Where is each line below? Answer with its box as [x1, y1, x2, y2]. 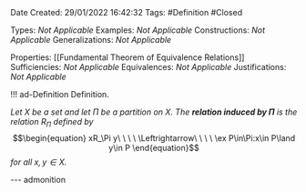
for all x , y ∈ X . [10, 157, 67, 167]
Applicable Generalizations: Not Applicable [10, 35, 172, 45]
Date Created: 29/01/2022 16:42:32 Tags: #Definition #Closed [10, 7, 243, 17]
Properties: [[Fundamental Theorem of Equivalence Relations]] [10, 52, 245, 63]
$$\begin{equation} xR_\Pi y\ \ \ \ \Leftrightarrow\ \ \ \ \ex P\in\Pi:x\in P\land [12, 132, 296, 143]
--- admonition [10, 174, 66, 185]
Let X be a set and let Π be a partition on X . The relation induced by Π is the [10, 106, 298, 117]
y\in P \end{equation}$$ [108, 142, 199, 153]
